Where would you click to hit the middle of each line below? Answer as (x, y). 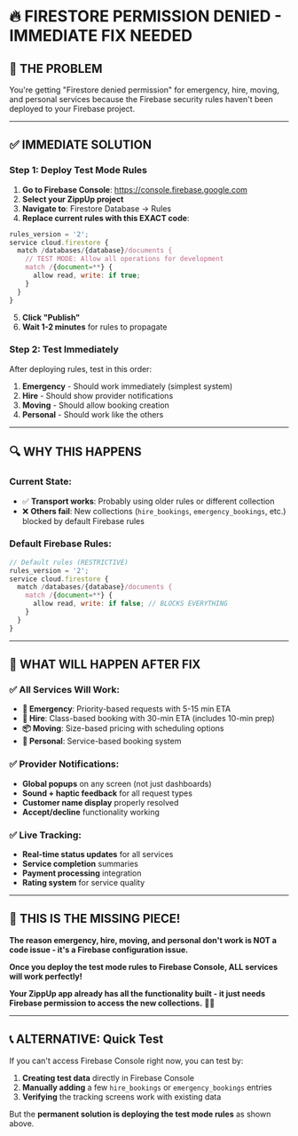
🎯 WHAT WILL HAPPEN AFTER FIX (105, 665)
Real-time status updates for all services (98, 854)
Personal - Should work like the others (93, 414)
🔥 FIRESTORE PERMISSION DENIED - (145, 16)
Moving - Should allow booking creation (96, 405)
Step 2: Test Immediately (64, 350)
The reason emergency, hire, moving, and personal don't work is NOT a (143, 940)
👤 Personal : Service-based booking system (102, 741)
